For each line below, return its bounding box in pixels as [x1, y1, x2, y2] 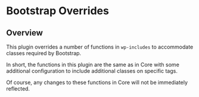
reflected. [6, 85, 30, 92]
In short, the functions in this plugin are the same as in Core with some [6, 61, 180, 68]
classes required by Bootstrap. [6, 50, 82, 57]
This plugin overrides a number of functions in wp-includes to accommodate [6, 43, 194, 50]
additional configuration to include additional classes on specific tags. [6, 67, 178, 75]
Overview [6, 28, 43, 38]
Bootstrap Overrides [6, 4, 109, 18]
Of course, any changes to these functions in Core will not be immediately [6, 79, 188, 86]
